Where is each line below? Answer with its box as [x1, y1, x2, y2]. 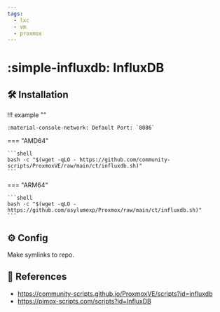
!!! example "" [7, 111, 47, 119]
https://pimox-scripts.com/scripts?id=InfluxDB [17, 297, 152, 305]
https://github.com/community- [79, 156, 171, 163]
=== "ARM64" [7, 181, 48, 189]
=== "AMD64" [7, 137, 49, 145]
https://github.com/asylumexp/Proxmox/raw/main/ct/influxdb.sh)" [7, 207, 202, 214]
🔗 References [7, 271, 67, 283]
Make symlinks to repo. [7, 250, 75, 259]
